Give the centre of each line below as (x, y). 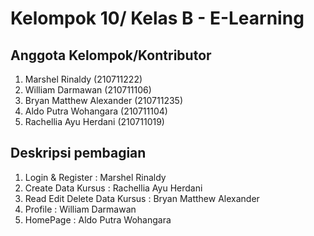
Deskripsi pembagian (78, 153)
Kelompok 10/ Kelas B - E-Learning (157, 18)
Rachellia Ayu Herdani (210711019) (94, 121)
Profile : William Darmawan (80, 209)
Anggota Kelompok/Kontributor (111, 55)
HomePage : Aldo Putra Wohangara (98, 219)
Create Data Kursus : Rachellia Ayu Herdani (113, 188)
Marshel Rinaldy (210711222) (83, 79)
